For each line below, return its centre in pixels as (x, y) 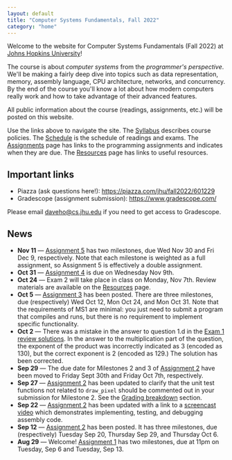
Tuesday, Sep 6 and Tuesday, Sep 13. (71, 449)
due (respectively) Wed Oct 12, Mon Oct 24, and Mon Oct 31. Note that (118, 302)
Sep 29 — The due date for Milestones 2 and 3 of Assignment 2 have (116, 368)
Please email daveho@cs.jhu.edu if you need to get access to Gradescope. (114, 212)
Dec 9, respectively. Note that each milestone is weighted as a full (111, 258)
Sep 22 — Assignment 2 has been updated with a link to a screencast (117, 405)
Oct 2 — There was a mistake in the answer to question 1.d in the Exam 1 (121, 331)
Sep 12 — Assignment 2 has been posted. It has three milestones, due (117, 427)
